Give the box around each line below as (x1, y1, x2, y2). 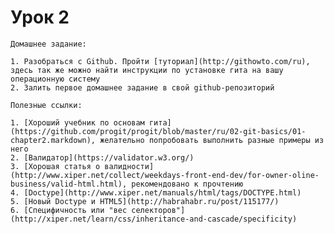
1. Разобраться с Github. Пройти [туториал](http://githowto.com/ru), (10, 56, 311, 66)
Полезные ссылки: (10, 100, 83, 110)
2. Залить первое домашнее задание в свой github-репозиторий (10, 82, 275, 93)
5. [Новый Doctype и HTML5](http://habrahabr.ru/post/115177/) (10, 196, 280, 206)
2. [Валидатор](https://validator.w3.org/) (10, 152, 195, 163)
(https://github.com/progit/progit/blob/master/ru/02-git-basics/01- (10, 126, 307, 136)
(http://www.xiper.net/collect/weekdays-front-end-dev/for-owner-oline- (10, 170, 320, 180)
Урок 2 (10, 6, 70, 29)
